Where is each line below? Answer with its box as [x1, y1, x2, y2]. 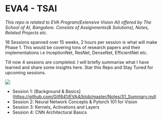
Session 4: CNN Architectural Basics [12, 109, 87, 115]
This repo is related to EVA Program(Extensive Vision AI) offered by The [5, 19, 152, 25]
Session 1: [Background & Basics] [12, 88, 81, 94]
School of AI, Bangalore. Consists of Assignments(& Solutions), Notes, [5, 24, 149, 30]
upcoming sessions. [5, 69, 46, 75]
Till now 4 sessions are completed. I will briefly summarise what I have [5, 59, 149, 65]
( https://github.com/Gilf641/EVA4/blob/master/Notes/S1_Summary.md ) [12, 93, 157, 99]
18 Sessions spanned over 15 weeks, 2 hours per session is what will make [5, 39, 158, 45]
